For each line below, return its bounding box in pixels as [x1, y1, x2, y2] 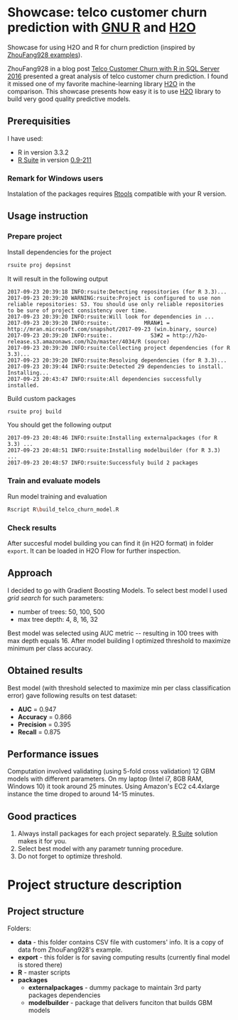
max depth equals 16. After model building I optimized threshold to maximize [7, 636, 231, 645]
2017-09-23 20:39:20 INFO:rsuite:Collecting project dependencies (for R [7, 344, 231, 351]
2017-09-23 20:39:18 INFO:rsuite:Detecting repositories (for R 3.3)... [7, 288, 227, 296]
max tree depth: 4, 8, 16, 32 [17, 615, 98, 623]
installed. [7, 382, 40, 389]
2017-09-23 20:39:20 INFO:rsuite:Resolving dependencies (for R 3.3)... [7, 357, 227, 364]
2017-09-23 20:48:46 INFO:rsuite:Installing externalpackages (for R [7, 434, 218, 442]
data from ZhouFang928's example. [17, 945, 123, 954]
